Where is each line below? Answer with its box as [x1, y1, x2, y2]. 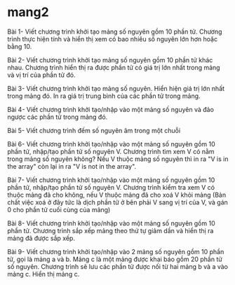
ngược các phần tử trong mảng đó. [7, 113, 108, 121]
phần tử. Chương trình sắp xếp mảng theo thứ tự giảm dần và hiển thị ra [7, 226, 214, 235]
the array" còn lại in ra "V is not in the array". [7, 162, 137, 170]
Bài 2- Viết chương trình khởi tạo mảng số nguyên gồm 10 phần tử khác [7, 55, 213, 64]
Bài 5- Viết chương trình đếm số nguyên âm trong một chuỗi [7, 126, 181, 134]
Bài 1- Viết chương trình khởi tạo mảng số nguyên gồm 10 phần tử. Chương [7, 27, 222, 36]
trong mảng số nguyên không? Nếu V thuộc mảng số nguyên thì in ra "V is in [7, 155, 229, 163]
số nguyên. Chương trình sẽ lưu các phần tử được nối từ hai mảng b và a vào [7, 262, 228, 270]
